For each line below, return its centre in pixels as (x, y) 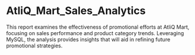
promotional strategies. (34, 46)
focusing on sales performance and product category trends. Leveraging (95, 33)
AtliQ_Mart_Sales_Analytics (76, 11)
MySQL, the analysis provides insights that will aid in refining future (88, 39)
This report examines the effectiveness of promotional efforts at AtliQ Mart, (98, 27)
